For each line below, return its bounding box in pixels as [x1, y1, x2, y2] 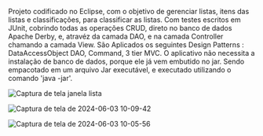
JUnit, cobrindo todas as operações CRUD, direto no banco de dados [8, 24, 232, 32]
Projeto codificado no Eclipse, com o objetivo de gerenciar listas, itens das [8, 7, 250, 16]
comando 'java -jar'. [8, 74, 73, 83]
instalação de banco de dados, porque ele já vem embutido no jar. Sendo [8, 57, 245, 66]
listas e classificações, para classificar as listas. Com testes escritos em [8, 15, 241, 24]
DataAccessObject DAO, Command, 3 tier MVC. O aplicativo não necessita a [8, 49, 255, 57]
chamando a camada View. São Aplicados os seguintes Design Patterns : [8, 40, 245, 50]
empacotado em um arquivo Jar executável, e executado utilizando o [8, 65, 232, 74]
